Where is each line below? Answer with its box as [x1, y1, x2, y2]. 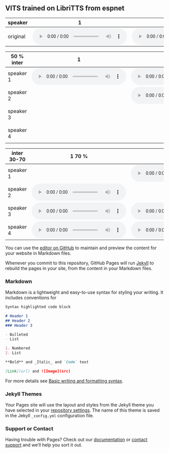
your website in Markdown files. [5, 250, 71, 256]
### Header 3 [5, 323, 33, 328]
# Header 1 [5, 313, 28, 318]
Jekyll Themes [5, 390, 42, 398]
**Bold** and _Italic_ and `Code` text [5, 360, 89, 365]
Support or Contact [5, 425, 54, 432]
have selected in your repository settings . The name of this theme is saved [5, 407, 160, 413]
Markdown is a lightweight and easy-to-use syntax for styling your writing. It [5, 290, 163, 296]
